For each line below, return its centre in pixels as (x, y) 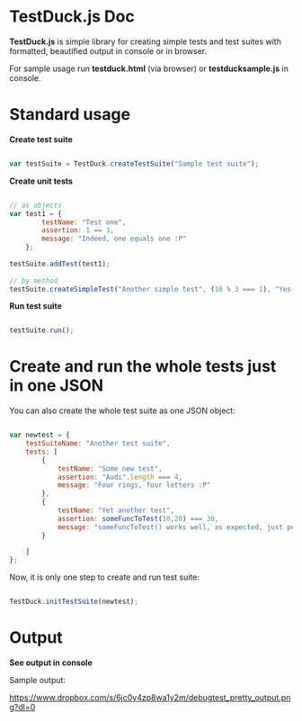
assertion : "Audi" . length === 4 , (120, 477)
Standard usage (70, 115)
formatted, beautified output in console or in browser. (108, 50)
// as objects (36, 205)
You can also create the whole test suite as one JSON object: (122, 410)
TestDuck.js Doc (72, 17)
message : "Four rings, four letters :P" (134, 485)
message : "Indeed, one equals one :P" (114, 239)
